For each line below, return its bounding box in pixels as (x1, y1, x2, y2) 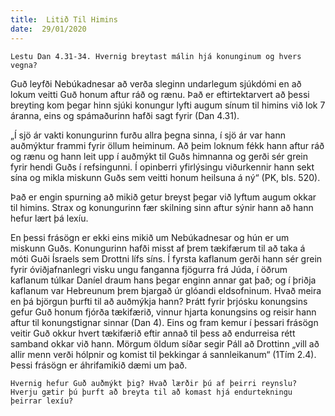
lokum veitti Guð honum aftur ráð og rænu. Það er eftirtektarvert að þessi (10, 88, 310, 100)
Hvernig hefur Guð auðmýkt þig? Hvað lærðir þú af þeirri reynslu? (10, 378, 298, 388)
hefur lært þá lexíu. (10, 212, 89, 224)
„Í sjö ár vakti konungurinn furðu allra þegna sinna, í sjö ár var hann (10, 129, 286, 141)
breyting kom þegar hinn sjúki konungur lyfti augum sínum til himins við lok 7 (10, 99, 326, 111)
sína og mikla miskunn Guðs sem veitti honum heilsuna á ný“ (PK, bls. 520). (10, 171, 321, 183)
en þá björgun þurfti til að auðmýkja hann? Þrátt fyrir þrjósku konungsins (10, 295, 308, 307)
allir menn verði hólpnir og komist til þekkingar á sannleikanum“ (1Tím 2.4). (10, 348, 317, 360)
